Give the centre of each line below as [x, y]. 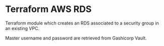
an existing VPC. [22, 28]
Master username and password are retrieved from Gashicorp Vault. [76, 38]
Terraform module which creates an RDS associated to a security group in [82, 23]
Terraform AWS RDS [48, 9]
